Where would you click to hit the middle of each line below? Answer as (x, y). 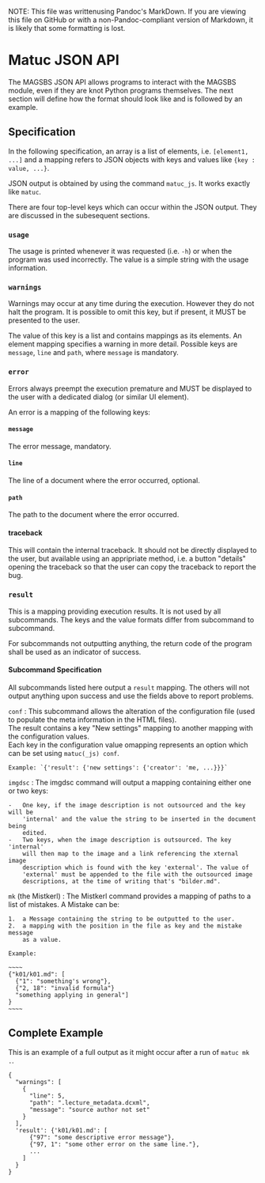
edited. (35, 833)
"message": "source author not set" (89, 1109)
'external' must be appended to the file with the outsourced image (138, 874)
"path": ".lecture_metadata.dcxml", (89, 1102)
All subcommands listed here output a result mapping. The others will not (129, 687)
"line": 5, (47, 1096)
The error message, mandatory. (60, 446)
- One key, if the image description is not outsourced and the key (127, 805)
